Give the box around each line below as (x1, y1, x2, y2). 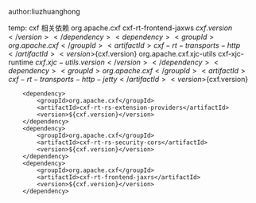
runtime (8, 57, 34, 67)
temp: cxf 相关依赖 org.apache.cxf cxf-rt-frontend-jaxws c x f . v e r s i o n (8, 23, 233, 33)
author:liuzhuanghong (8, 7, 81, 16)
